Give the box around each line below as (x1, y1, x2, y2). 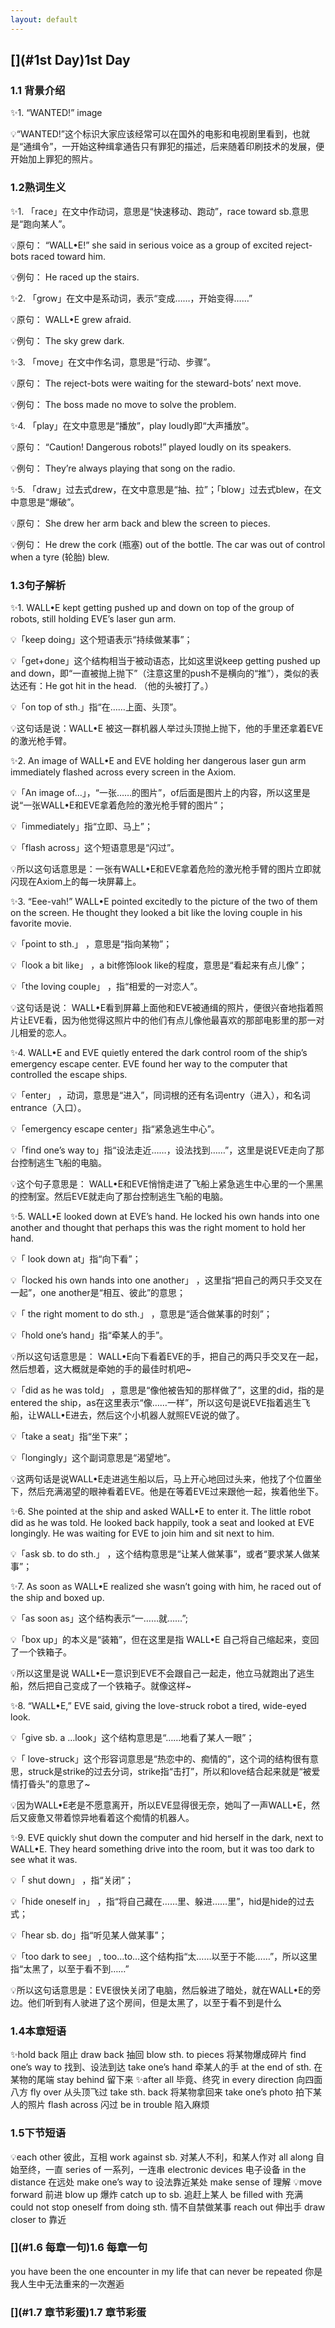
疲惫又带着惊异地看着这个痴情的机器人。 (27, 1811, 195, 1823)
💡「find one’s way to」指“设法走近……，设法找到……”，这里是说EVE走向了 (10, 1144, 316, 1156)
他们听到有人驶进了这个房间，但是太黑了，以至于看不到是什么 (27, 1996, 282, 2008)
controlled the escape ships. (10, 1068, 128, 1080)
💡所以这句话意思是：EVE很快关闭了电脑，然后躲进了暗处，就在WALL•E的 (10, 1984, 313, 1996)
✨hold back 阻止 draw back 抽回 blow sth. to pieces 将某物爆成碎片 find (10, 2049, 307, 2061)
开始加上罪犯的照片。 (10, 153, 98, 165)
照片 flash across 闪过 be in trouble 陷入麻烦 (27, 2099, 210, 2111)
